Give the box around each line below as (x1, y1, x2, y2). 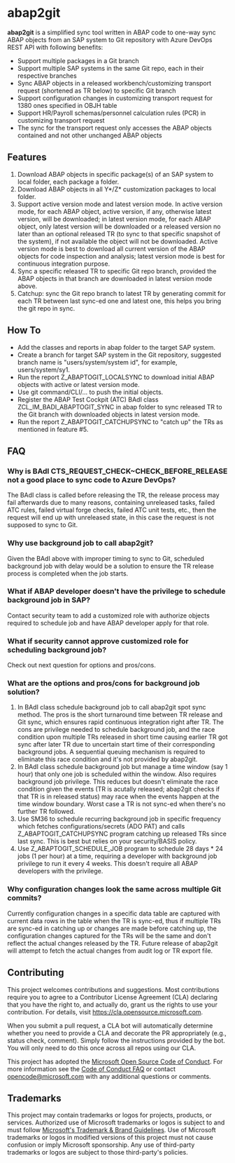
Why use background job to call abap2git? (7, 538, 154, 548)
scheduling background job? (7, 645, 107, 655)
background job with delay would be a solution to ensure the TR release (7, 562, 215, 570)
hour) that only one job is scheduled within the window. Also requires (17, 770, 217, 779)
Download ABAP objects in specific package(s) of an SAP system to (17, 170, 214, 178)
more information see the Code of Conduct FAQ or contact (7, 1064, 176, 1073)
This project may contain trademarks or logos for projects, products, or (7, 1111, 212, 1120)
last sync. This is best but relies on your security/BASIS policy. (17, 837, 197, 845)
